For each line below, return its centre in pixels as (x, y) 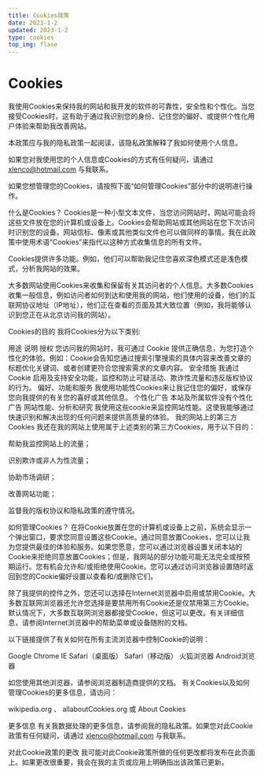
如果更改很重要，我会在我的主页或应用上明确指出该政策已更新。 (125, 762)
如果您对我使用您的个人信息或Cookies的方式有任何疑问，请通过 (111, 160)
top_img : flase (33, 45)
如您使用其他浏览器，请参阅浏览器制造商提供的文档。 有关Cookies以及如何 (129, 683)
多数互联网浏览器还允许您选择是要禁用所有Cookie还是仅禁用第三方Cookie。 (131, 603)
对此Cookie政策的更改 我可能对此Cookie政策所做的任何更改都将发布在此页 (128, 753)
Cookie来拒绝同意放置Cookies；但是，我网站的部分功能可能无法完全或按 (126, 557)
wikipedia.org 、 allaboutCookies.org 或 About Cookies (97, 709)
